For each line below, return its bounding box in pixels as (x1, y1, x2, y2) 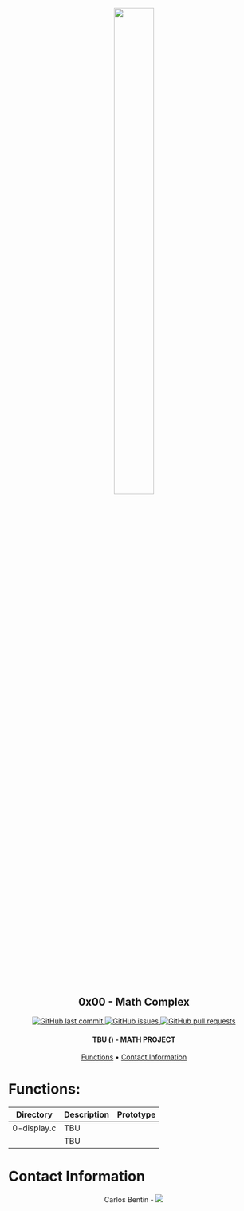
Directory (15, 1109, 53, 1120)
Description (63, 1109, 110, 1120)
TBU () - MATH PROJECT (92, 1035, 176, 1044)
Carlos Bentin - (104, 1195, 154, 1205)
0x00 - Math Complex (78, 995, 190, 1008)
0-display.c (12, 1122, 57, 1134)
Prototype (116, 1109, 156, 1120)
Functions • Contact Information (81, 1052, 187, 1062)
